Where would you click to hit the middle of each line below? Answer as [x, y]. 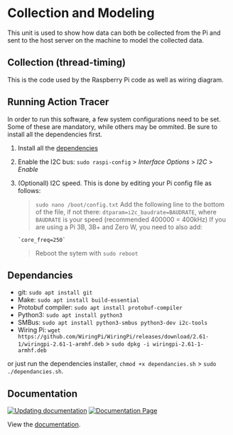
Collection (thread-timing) [67, 63]
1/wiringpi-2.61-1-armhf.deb [61, 345]
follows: [29, 190]
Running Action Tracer [58, 102]
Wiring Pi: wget [39, 330]
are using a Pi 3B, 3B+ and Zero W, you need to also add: [119, 227]
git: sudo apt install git [55, 292]
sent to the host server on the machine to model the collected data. [106, 40]
